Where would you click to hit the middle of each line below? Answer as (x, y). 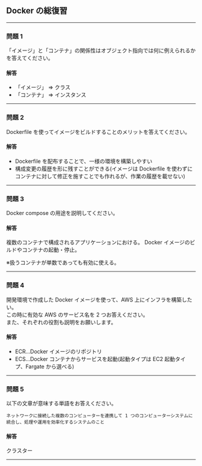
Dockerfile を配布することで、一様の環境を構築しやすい (84, 161)
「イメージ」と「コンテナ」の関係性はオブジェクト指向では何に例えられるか (101, 50)
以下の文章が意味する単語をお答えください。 (62, 404)
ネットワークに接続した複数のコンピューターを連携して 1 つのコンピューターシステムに (100, 416)
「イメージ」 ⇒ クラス (43, 87)
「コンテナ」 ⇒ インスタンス (50, 95)
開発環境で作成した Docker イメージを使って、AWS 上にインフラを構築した (99, 300)
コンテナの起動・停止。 (51, 250)
